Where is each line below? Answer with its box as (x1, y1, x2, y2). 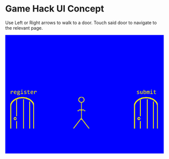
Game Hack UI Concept (5, 3, 105, 15)
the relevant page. (5, 25, 43, 31)
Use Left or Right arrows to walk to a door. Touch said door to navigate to (5, 20, 157, 26)
